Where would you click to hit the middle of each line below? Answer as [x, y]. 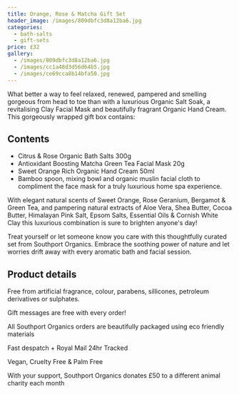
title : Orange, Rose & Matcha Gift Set [67, 14]
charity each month [36, 383]
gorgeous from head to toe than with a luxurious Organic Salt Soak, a [109, 101]
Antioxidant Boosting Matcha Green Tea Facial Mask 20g [101, 164]
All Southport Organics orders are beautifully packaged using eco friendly [116, 327]
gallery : [20, 54]
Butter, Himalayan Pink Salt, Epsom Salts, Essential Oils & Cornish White [113, 215]
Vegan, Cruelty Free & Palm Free [55, 362]
